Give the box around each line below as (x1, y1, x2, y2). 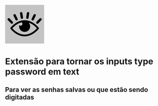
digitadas (5, 93, 35, 101)
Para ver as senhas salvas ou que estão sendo (5, 85, 148, 94)
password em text (5, 66, 79, 77)
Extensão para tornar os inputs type (5, 56, 154, 67)
